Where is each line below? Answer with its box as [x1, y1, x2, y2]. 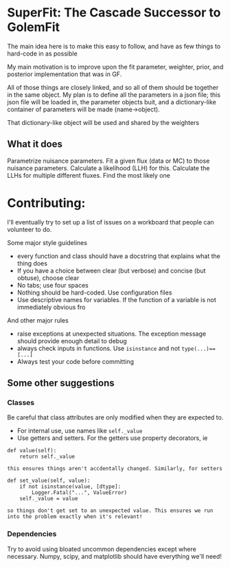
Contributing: [7, 195, 86, 211]
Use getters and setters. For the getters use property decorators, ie [16, 434, 208, 442]
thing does [16, 259, 48, 267]
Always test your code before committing [16, 357, 134, 365]
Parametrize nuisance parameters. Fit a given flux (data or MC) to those [7, 157, 210, 165]
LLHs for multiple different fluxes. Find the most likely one [7, 171, 170, 179]
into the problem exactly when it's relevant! [7, 513, 143, 520]
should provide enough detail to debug [16, 336, 127, 345]
